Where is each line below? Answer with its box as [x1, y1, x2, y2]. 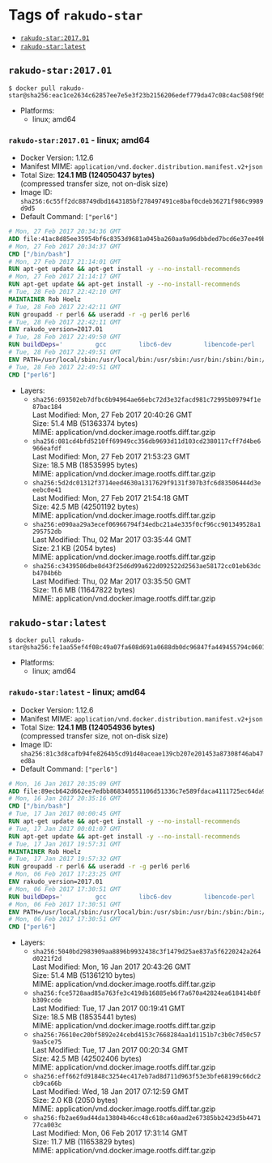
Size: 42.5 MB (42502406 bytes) [32, 1053, 142, 1064]
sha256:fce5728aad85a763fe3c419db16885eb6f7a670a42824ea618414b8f [32, 989, 261, 997]
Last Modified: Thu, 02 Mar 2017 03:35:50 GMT [32, 576, 192, 586]
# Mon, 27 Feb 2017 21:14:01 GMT [8, 257, 121, 265]
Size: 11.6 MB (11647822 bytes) [32, 584, 136, 594]
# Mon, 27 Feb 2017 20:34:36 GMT [8, 227, 121, 236]
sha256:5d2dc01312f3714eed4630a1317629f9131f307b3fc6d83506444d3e [32, 479, 261, 487]
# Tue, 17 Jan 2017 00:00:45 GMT [8, 810, 121, 818]
